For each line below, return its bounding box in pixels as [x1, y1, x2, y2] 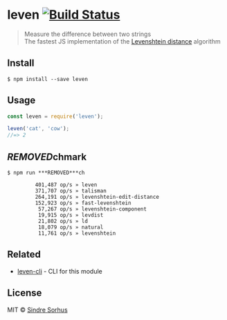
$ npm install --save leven [7, 75, 89, 82]
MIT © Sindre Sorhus [7, 305, 68, 314]
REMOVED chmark [7, 151, 87, 163]
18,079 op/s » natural [37, 224, 104, 231]
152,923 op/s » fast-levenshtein [35, 199, 131, 206]
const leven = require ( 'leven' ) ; [7, 113, 104, 120]
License [7, 287, 42, 299]
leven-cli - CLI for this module [17, 267, 102, 275]
